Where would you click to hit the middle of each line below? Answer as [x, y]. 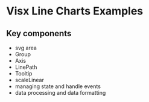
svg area [26, 48]
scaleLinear [29, 80]
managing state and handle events [58, 86]
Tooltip [24, 73]
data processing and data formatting [60, 93]
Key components [39, 33]
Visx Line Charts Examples [75, 11]
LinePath [26, 67]
